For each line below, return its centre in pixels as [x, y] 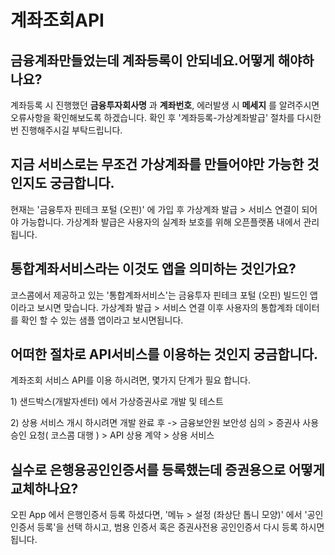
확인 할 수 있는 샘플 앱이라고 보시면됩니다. [102, 320]
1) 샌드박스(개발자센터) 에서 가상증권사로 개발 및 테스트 [117, 402]
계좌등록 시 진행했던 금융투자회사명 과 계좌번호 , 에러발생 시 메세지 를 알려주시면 [165, 105]
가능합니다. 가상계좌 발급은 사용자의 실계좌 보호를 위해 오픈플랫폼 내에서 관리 [170, 222]
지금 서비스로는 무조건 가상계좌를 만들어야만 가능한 [157, 164]
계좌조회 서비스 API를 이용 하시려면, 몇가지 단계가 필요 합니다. [130, 380]
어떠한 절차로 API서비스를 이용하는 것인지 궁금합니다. [164, 354]
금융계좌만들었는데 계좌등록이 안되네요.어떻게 [142, 60]
